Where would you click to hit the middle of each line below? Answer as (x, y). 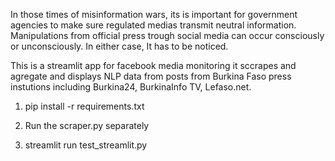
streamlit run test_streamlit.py (86, 145)
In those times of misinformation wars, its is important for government (154, 14)
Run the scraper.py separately (87, 125)
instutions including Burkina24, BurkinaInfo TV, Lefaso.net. (131, 87)
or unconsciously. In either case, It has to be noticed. (119, 46)
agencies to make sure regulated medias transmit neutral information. (153, 25)
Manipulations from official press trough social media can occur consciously (167, 35)
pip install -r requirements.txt (84, 106)
